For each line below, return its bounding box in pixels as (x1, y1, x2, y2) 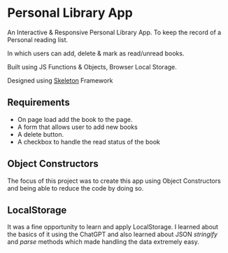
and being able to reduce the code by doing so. (7, 184, 144, 192)
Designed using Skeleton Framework (7, 76, 113, 85)
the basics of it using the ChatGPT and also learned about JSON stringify (7, 230, 218, 239)
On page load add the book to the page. (17, 115, 133, 123)
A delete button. (17, 130, 64, 138)
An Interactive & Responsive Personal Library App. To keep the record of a (7, 28, 222, 36)
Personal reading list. (7, 35, 69, 43)
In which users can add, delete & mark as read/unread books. (7, 49, 185, 57)
